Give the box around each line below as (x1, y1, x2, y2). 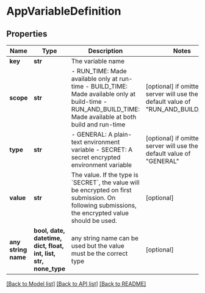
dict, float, (33, 242, 64, 250)
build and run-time (71, 120, 126, 129)
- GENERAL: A (71, 130, 113, 139)
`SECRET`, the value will (71, 178, 140, 187)
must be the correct (71, 249, 128, 258)
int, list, (33, 249, 56, 258)
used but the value (71, 242, 125, 250)
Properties (6, 29, 48, 39)
